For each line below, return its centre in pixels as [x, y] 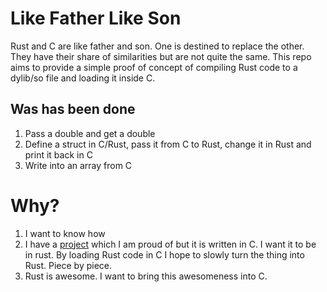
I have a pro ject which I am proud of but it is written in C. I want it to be [170, 244]
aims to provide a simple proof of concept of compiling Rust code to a [154, 67]
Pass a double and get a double [90, 133]
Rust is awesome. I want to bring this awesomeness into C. [146, 276]
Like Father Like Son [96, 18]
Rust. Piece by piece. [68, 265]
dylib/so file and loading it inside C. [83, 78]
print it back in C [58, 154]
